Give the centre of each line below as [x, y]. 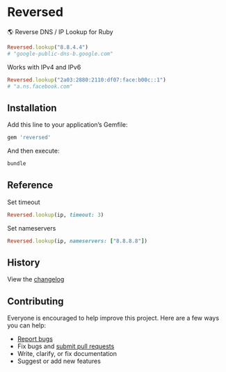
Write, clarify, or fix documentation [67, 354]
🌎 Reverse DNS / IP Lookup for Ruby [60, 31]
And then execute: [33, 151]
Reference [30, 185]
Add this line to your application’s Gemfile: [67, 125]
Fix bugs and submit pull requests [66, 346]
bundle [17, 164]
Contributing [35, 301]
